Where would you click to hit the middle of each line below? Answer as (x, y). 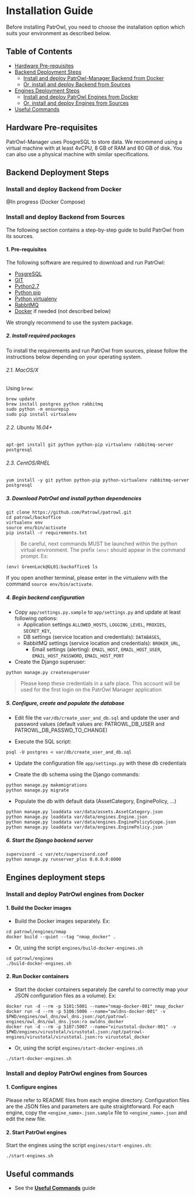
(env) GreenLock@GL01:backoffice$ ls (52, 567)
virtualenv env (25, 523)
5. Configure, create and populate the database (65, 703)
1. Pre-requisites (26, 249)
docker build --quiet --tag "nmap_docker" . (61, 937)
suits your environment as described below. (58, 33)
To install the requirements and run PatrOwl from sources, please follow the (97, 350)
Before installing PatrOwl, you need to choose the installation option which (95, 27)
